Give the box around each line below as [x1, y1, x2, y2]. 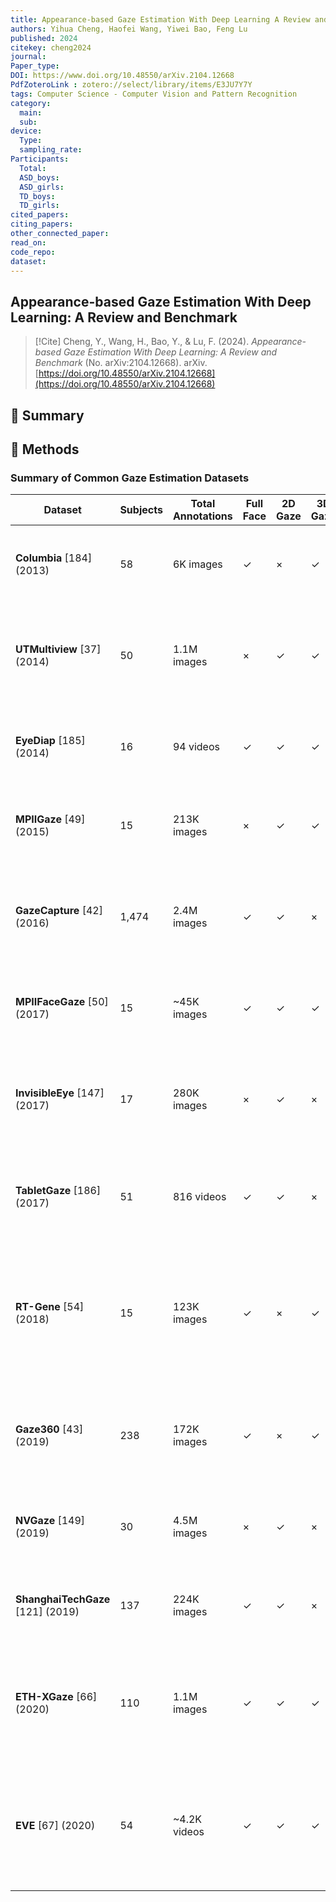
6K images [172, 557, 223, 571]
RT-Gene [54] [15, 1300, 85, 1314]
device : [10, 126, 43, 136]
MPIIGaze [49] [15, 812, 86, 826]
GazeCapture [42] [15, 904, 103, 918]
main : [19, 107, 43, 118]
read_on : [10, 237, 47, 248]
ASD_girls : [19, 182, 65, 192]
